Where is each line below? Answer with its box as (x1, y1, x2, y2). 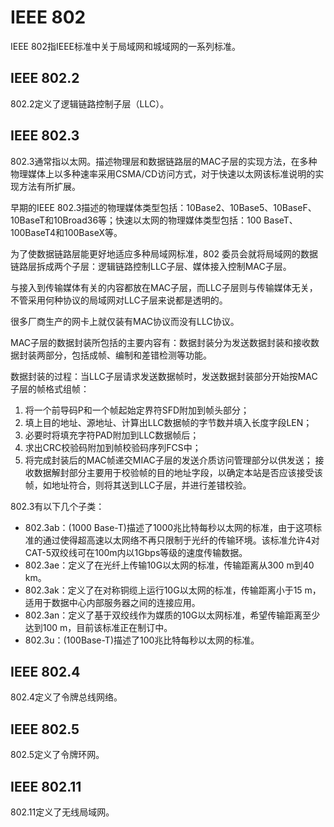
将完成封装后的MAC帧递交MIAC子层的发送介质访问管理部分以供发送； (24, 454, 313, 466)
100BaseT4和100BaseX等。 (10, 226, 123, 238)
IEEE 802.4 (10, 663, 81, 680)
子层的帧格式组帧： (10, 382, 90, 395)
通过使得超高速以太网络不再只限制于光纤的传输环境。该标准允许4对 (42, 534, 320, 546)
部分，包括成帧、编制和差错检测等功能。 (44, 349, 212, 361)
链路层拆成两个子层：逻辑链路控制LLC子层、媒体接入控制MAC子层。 (10, 260, 292, 272)
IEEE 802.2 (10, 70, 80, 87)
